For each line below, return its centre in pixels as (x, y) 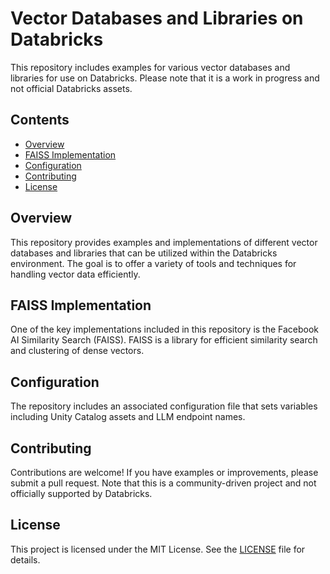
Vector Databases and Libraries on (157, 18)
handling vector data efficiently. (75, 274)
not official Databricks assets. (71, 88)
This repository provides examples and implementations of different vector (164, 242)
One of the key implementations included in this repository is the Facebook (165, 329)
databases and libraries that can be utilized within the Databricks (144, 253)
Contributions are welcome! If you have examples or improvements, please (164, 472)
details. (25, 559)
